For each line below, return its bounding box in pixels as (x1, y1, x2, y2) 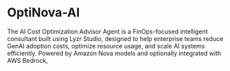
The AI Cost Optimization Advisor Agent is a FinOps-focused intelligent (7, 27, 208, 35)
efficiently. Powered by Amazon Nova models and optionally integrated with (7, 49, 222, 57)
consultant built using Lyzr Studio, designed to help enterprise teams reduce (7, 34, 224, 42)
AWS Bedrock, (7, 56, 48, 64)
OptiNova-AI (7, 5, 80, 20)
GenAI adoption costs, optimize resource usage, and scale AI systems (7, 42, 205, 50)
